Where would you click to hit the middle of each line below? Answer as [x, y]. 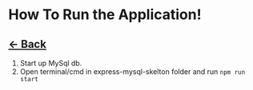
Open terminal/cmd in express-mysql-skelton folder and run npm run [133, 72]
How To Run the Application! [105, 15]
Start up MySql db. [51, 63]
